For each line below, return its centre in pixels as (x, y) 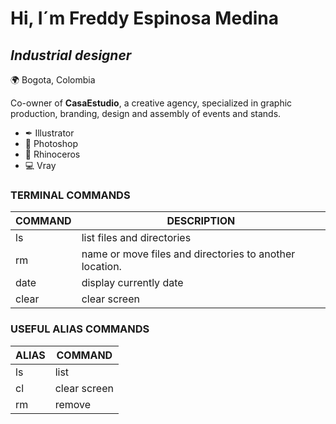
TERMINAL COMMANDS (70, 195)
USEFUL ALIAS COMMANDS (80, 329)
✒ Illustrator (49, 133)
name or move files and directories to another (188, 254)
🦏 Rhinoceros (52, 154)
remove (73, 404)
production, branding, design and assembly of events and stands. (146, 113)
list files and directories (136, 238)
